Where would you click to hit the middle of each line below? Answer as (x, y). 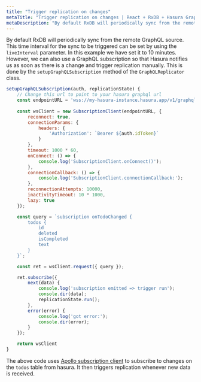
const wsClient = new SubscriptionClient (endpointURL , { (89, 111)
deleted (48, 234)
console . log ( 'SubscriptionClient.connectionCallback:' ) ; (111, 178)
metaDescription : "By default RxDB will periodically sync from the (93, 23)
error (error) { (47, 311)
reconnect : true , (49, 117)
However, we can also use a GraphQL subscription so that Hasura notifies (97, 59)
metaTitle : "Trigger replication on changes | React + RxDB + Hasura (95, 17)
